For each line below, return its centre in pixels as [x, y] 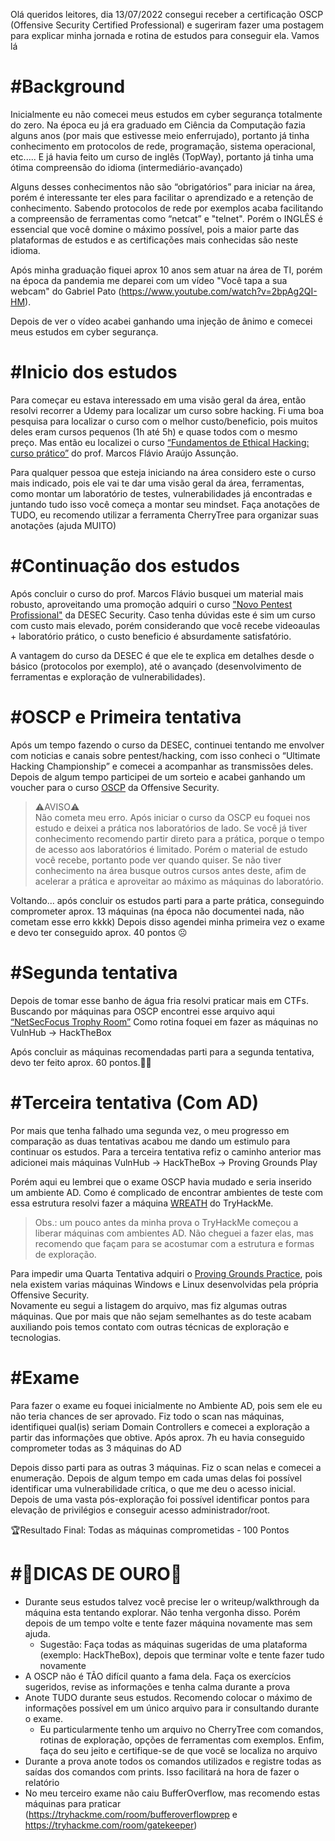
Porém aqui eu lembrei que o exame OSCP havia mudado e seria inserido [161, 1181]
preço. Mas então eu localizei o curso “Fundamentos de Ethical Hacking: [160, 442]
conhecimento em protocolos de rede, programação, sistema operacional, [163, 146]
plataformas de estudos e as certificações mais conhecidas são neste [154, 240]
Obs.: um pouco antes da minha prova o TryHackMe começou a [166, 1222]
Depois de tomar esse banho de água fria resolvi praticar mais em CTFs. [159, 1000]
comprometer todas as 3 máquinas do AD [96, 1448]
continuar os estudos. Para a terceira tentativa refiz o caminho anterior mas [166, 1151]
